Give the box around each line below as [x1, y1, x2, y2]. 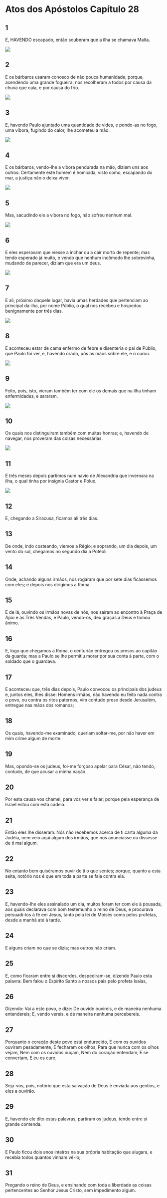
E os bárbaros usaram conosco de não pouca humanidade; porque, [5, 74, 144, 80]
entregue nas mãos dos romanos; [5, 702, 74, 708]
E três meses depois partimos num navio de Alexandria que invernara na [5, 472, 154, 479]
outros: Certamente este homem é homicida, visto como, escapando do [5, 169, 153, 176]
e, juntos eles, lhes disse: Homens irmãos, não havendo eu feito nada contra [5, 691, 162, 697]
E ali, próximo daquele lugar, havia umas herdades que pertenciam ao [5, 297, 149, 303]
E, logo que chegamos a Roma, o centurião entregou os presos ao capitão [5, 648, 158, 654]
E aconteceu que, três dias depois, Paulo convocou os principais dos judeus [5, 686, 162, 692]
